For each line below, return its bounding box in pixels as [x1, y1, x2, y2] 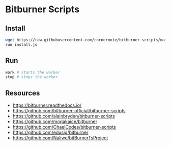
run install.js [5, 42, 38, 47]
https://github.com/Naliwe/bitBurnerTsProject [12, 135, 108, 141]
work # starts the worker [5, 70, 60, 75]
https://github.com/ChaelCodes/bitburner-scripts [12, 124, 116, 130]
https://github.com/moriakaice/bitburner [12, 118, 98, 125]
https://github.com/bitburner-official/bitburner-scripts [12, 108, 126, 114]
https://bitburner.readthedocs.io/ [12, 102, 82, 108]
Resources [5, 88, 40, 98]
